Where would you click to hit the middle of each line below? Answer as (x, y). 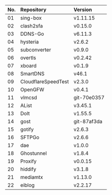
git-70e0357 (89, 97)
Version (83, 10)
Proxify (28, 161)
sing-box (31, 18)
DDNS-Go (32, 34)
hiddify (28, 169)
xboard (28, 66)
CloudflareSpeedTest (45, 82)
